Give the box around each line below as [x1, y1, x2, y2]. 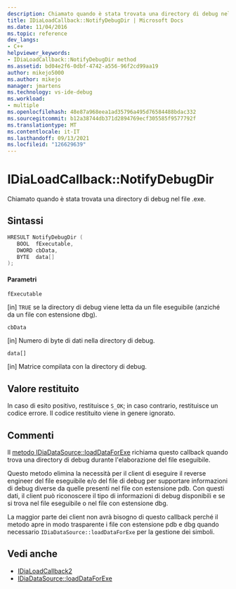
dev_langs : [7, 37, 39, 44]
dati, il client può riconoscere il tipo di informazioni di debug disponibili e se [7, 492, 225, 500]
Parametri [7, 275, 37, 284]
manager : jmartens [7, 82, 61, 89]
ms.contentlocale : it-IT [7, 128, 80, 135]
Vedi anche [7, 548, 58, 560]
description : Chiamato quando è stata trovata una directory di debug [7, 10, 218, 18]
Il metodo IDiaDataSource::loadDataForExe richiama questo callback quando [7, 448, 228, 457]
